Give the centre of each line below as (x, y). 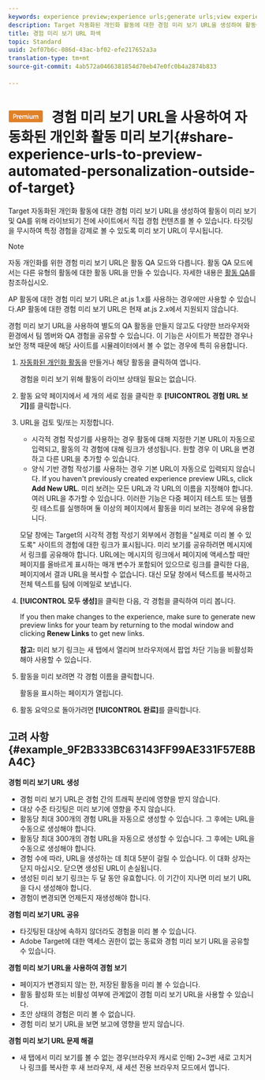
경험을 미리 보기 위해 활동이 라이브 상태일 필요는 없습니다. (108, 379)
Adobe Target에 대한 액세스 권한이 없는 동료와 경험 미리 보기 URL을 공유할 (134, 941)
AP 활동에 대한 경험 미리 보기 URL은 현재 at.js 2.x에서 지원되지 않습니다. (127, 308)
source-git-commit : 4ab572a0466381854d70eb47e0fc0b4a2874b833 (112, 67)
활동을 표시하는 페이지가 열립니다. (71, 693)
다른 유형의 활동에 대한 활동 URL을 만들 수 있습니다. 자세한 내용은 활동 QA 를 (139, 272)
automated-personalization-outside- (132, 171)
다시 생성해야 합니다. (60, 888)
